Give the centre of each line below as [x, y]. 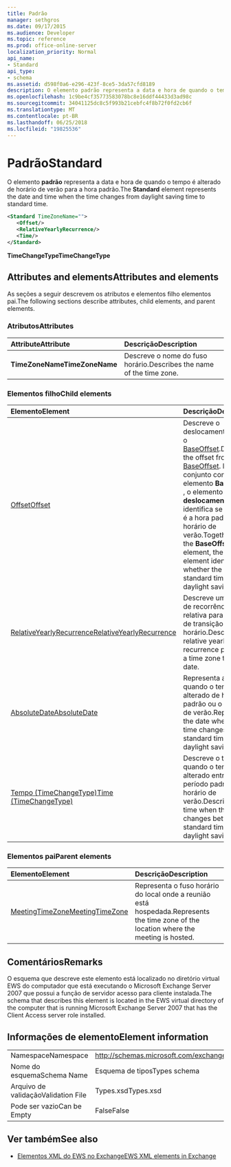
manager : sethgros [33, 20]
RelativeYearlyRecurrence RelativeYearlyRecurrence [93, 633]
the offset [199, 458]
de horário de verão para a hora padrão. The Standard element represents [112, 190]
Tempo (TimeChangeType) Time [62, 793]
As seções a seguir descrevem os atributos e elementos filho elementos [109, 294]
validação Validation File [49, 1095]
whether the [202, 569]
